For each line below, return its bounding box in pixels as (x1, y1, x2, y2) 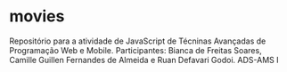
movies (9, 6, 65, 27)
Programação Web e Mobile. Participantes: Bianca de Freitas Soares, (9, 44, 262, 55)
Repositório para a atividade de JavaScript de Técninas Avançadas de (9, 36, 266, 46)
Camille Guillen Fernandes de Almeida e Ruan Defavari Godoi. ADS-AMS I (9, 54, 279, 65)
